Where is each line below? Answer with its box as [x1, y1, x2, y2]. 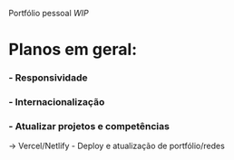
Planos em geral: [8, 40, 138, 60]
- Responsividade [8, 71, 88, 84]
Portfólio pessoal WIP [8, 8, 90, 18]
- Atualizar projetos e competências [8, 119, 170, 132]
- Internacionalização [8, 96, 105, 108]
